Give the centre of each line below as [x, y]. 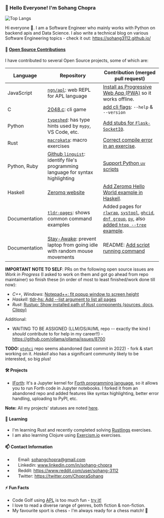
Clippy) [19, 310]
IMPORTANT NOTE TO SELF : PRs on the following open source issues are [79, 269]
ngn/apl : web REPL [69, 90]
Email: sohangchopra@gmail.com [51, 460]
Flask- [143, 123]
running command [124, 251]
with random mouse [70, 251]
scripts [111, 169]
